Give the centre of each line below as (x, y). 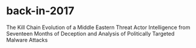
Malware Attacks (27, 40)
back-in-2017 (40, 11)
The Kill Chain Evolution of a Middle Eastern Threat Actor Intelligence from (98, 27)
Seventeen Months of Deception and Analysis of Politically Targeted (90, 33)
